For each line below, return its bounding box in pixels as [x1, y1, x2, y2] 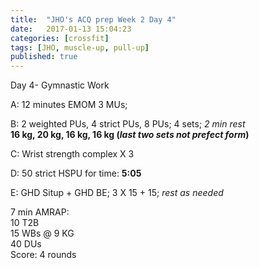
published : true [10, 52, 78, 62]
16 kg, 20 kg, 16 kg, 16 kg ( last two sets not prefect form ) [10, 129, 250, 141]
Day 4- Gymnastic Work [10, 79, 110, 91]
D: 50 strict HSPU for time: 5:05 [10, 167, 142, 180]
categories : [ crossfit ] [10, 33, 110, 43]
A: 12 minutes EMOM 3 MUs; [10, 99, 128, 111]
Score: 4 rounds [10, 249, 77, 261]
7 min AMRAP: [10, 206, 70, 218]
